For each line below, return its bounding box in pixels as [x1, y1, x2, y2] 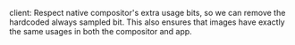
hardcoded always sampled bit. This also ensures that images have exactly [9, 17, 285, 27]
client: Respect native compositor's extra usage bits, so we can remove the [9, 8, 286, 18]
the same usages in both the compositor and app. [9, 26, 192, 36]
